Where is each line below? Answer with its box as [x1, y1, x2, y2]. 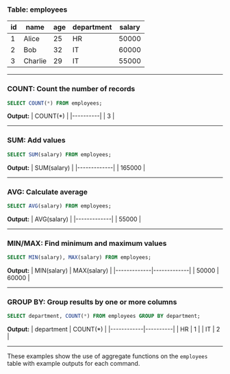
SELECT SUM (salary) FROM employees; [7, 151, 112, 158]
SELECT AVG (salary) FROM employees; [7, 202, 112, 210]
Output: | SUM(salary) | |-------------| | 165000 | [7, 163, 146, 172]
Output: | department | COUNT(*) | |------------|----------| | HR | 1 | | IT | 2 [7, 325, 220, 334]
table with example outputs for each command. [7, 360, 140, 368]
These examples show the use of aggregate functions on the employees [7, 352, 208, 360]
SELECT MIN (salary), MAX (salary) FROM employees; [7, 254, 152, 261]
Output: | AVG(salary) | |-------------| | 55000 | [7, 214, 142, 223]
